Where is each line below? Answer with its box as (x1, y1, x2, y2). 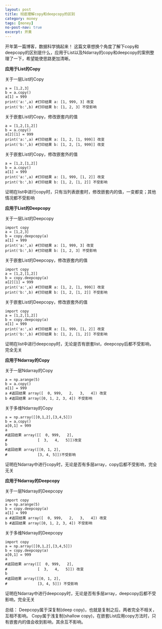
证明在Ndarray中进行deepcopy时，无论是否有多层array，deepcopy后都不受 (5, 591, 156, 596)
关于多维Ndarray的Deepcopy (5, 530, 63, 535)
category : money (5, 16, 38, 21)
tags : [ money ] (5, 20, 34, 26)
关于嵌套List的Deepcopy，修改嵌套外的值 (5, 299, 88, 305)
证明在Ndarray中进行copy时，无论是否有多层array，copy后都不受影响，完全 (5, 461, 157, 467)
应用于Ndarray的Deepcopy (5, 478, 60, 484)
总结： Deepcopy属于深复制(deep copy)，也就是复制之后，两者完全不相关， (5, 607, 157, 613)
